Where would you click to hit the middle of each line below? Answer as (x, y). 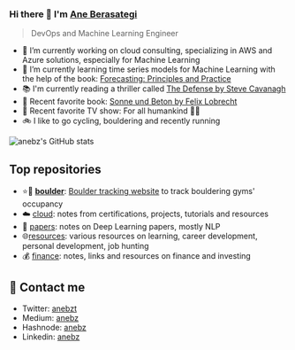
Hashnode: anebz (54, 327)
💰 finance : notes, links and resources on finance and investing (136, 256)
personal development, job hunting (85, 246)
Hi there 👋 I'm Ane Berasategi (73, 14)
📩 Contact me (47, 287)
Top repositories (55, 169)
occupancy (42, 204)
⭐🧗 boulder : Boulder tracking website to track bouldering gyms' (138, 191)
